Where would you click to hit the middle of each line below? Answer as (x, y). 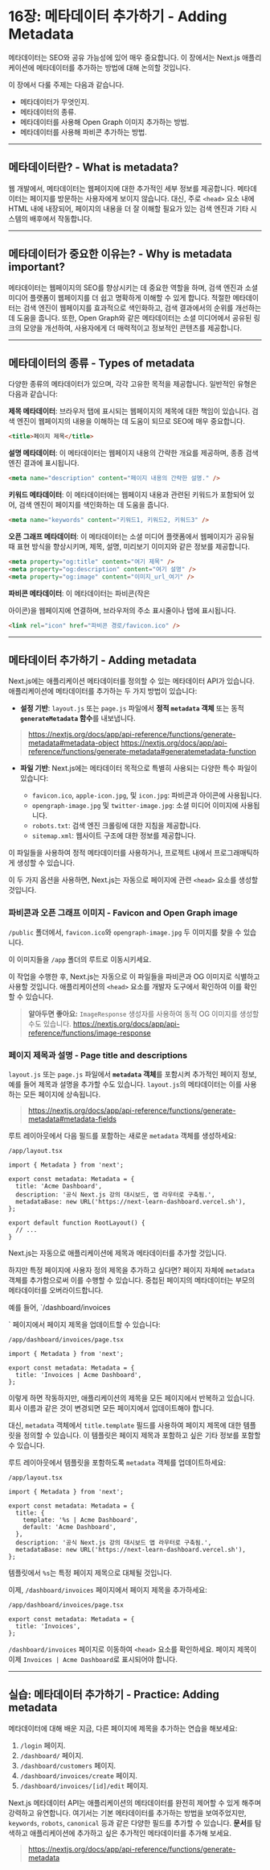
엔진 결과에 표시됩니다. (44, 463)
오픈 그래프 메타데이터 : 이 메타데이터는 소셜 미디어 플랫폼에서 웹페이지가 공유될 (131, 536)
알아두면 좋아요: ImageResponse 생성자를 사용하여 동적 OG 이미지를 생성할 (143, 1014)
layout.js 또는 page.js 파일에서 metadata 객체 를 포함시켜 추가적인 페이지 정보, (133, 1074)
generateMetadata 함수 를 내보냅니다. (78, 719)
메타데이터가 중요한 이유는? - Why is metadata (120, 254)
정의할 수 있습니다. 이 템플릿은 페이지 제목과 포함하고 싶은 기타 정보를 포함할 (142, 1435)
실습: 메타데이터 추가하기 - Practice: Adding (114, 1695)
